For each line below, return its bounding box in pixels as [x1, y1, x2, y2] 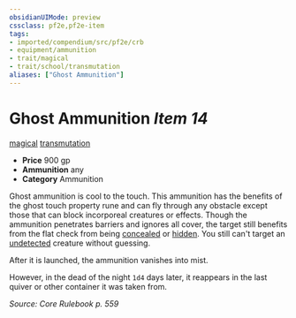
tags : [9, 29, 29, 38]
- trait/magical [9, 54, 69, 63]
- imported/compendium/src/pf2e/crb [9, 37, 144, 47]
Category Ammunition [21, 173, 104, 184]
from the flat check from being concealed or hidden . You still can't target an [9, 228, 285, 238]
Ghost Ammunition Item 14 [9, 108, 209, 128]
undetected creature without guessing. [9, 238, 151, 248]
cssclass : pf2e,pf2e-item [9, 21, 104, 30]
